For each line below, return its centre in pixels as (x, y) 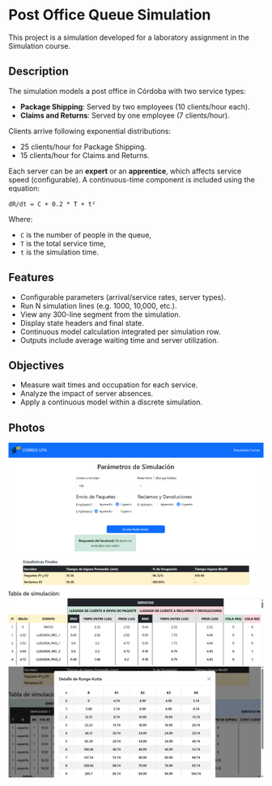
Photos (27, 427)
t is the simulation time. (59, 252)
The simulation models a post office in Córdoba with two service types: (127, 91)
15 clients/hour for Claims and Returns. (85, 155)
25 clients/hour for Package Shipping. (83, 147)
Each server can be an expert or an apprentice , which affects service (125, 171)
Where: (21, 219)
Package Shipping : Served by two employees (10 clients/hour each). (135, 106)
